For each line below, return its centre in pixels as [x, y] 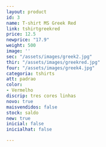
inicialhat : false [29, 130]
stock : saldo [22, 113]
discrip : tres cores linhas [41, 96]
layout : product [26, 12]
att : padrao [21, 79]
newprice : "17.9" [28, 40]
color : [14, 85]
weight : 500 [21, 46]
